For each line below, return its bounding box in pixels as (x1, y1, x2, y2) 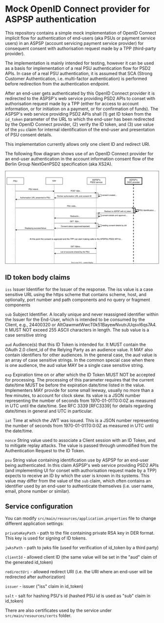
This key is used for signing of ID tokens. (5, 535, 87, 541)
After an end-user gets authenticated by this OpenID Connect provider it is (5, 90, 155, 96)
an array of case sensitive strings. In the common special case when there (5, 357, 155, 363)
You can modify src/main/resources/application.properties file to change (5, 515, 156, 521)
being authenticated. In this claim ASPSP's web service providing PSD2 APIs (5, 462, 159, 468)
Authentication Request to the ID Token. (5, 447, 85, 453)
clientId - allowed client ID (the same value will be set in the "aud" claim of (5, 554, 157, 560)
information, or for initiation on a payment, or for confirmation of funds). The (5, 106, 159, 112)
